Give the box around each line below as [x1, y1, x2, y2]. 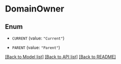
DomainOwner [5, 3, 64, 14]
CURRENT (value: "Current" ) [12, 35, 64, 41]
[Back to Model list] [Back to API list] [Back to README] [5, 54, 116, 60]
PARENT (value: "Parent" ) [12, 45, 60, 50]
